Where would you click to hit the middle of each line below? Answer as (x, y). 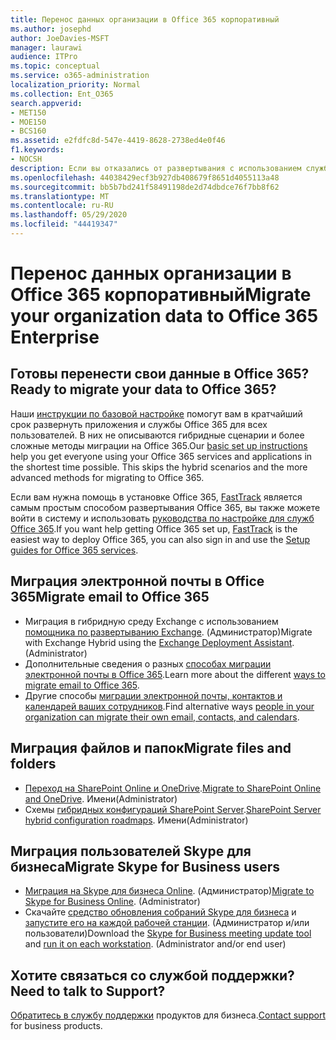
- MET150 (28, 112)
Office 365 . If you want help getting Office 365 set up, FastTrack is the (154, 528)
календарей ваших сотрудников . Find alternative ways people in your (169, 706)
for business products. (56, 1026)
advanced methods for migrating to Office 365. (107, 477)
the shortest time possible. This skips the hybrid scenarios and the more (159, 467)
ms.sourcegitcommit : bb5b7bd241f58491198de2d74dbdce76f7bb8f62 (145, 187)
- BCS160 (28, 131)
